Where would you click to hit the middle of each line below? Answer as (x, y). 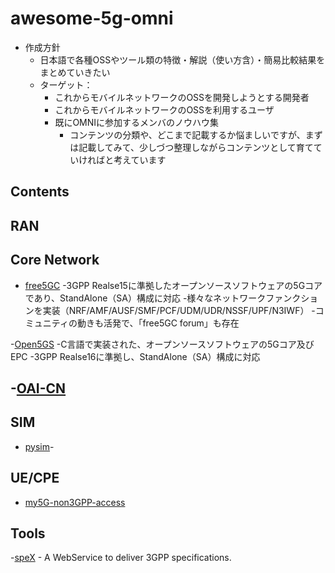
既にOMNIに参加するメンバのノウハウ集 (137, 122)
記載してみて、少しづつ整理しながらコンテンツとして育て (196, 147)
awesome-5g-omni (92, 18)
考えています (140, 159)
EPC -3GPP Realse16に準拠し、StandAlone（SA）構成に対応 (135, 356)
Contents (40, 192)
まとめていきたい (75, 72)
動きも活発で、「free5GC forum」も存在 (158, 323)
